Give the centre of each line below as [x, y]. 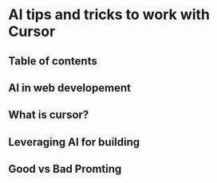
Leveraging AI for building [74, 142]
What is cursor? [49, 115]
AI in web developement [70, 88]
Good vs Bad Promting [65, 169]
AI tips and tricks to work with [109, 15]
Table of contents [53, 61]
